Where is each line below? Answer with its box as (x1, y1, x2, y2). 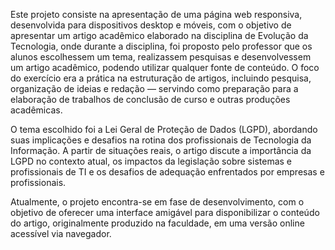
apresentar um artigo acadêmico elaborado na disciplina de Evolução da (10, 30, 309, 41)
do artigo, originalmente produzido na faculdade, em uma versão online (10, 217, 305, 229)
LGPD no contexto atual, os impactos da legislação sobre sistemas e (10, 155, 293, 167)
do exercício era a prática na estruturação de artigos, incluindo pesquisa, (10, 72, 312, 84)
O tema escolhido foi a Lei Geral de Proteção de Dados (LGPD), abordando (10, 124, 318, 135)
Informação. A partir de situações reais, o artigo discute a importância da (10, 145, 312, 156)
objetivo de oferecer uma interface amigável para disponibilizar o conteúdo (10, 207, 320, 218)
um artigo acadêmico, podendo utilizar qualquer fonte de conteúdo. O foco (10, 62, 320, 73)
